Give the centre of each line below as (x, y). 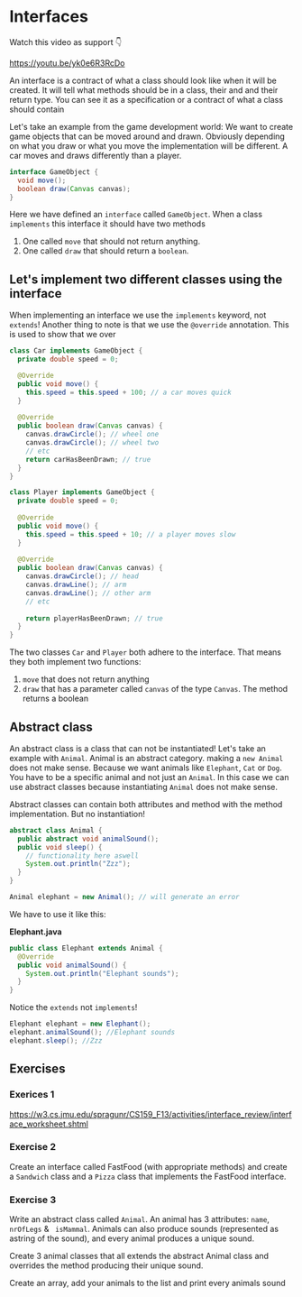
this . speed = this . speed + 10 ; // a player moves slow (131, 534)
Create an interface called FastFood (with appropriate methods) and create (149, 1166)
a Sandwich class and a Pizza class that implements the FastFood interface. (148, 1176)
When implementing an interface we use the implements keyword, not (138, 315)
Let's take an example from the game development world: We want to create (151, 126)
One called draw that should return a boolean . (105, 251)
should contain (37, 109)
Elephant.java (36, 932)
